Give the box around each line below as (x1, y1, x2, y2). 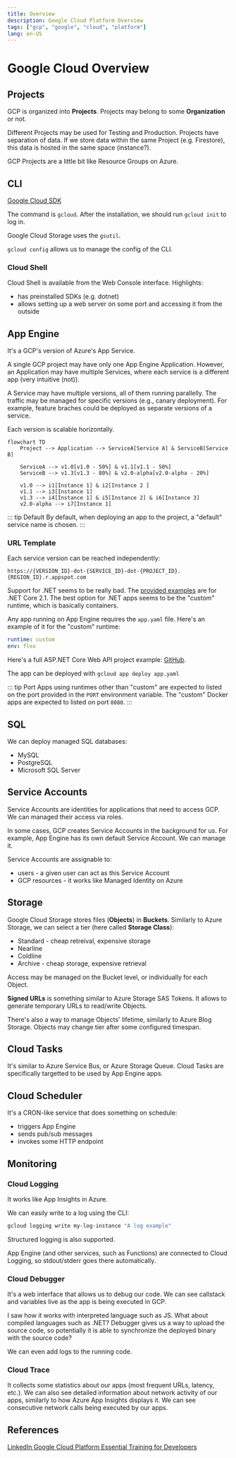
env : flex (7, 643, 37, 650)
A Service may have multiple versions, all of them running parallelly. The (7, 389, 217, 398)
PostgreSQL (17, 759, 53, 767)
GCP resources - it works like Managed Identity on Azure (17, 876, 183, 884)
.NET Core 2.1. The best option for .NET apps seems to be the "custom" (7, 594, 215, 603)
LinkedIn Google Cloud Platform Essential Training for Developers (7, 1442, 197, 1452)
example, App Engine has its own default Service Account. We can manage (7, 834, 226, 842)
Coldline (17, 952, 42, 960)
